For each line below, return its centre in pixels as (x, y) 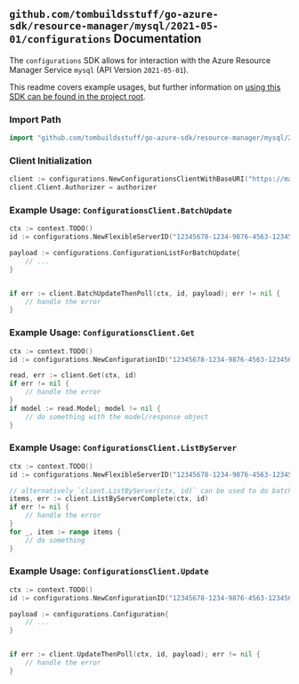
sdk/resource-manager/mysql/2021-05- (114, 26)
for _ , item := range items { (65, 532)
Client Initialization (51, 160)
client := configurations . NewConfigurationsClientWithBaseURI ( (129, 179)
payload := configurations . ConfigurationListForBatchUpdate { (125, 253)
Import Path (35, 119)
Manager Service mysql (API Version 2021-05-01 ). (99, 69)
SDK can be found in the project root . (77, 96)
